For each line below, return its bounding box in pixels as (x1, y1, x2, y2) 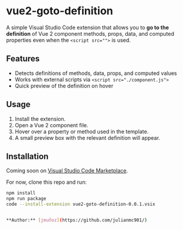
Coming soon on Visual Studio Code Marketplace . (6, 167, 128, 174)
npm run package (6, 196, 46, 202)
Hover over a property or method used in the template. (14, 128, 149, 135)
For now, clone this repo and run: (6, 178, 87, 186)
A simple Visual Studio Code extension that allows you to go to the (6, 24, 169, 31)
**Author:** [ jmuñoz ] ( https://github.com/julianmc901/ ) (6, 217, 147, 223)
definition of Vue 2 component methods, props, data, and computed (6, 30, 174, 37)
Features (6, 54, 40, 64)
